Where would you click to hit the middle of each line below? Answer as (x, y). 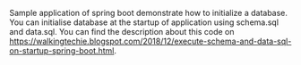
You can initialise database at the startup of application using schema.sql (144, 22)
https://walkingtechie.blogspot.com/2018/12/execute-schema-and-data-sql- (150, 41)
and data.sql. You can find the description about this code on (122, 32)
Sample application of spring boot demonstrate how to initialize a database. (149, 13)
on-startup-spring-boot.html (62, 51)
